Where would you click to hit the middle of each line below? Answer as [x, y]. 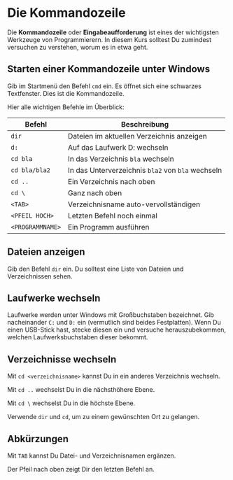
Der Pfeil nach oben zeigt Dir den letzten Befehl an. [81, 469]
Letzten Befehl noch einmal [112, 216]
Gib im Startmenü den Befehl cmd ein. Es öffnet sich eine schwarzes [104, 86]
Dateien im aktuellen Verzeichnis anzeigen [137, 136]
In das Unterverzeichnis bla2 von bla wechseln [145, 170]
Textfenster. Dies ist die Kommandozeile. [66, 93]
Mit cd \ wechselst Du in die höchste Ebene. [71, 403]
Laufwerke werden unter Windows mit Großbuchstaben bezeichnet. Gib [111, 315]
